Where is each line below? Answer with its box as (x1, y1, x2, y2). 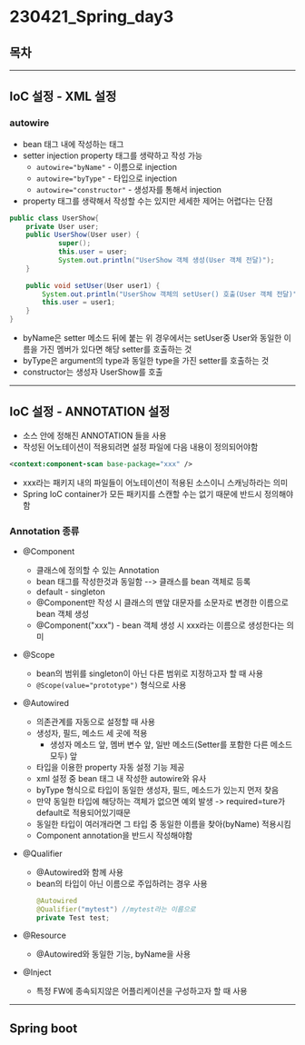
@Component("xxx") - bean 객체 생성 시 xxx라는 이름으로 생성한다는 (35, 620, 285, 631)
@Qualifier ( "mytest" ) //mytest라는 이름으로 (35, 904, 197, 914)
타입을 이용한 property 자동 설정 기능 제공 (35, 761, 185, 773)
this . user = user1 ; (42, 298, 116, 307)
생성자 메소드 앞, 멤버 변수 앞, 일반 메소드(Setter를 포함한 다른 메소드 (49, 739, 293, 751)
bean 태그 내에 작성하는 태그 (22, 138, 124, 149)
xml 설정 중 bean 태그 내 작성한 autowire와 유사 (35, 773, 207, 784)
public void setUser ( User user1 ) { (25, 281, 161, 290)
